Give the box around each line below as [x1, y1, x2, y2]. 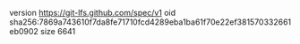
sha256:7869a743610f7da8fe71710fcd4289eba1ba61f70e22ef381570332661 [9, 17, 292, 27]
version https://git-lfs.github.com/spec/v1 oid [9, 8, 176, 18]
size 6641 [39, 26, 76, 36]
